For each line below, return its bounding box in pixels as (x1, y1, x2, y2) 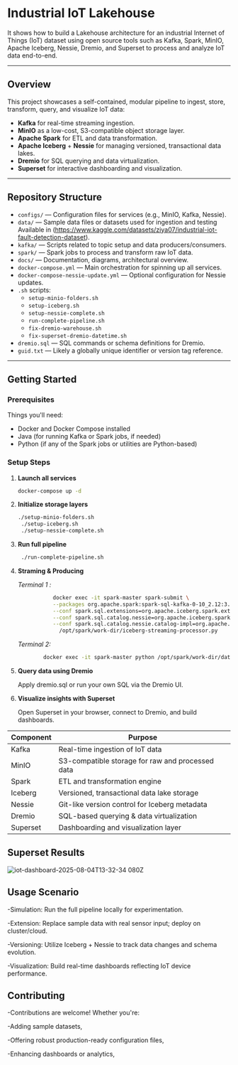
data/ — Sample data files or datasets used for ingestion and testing (17, 218, 217, 226)
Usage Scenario (7, 887, 79, 899)
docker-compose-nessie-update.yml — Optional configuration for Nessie (17, 270, 227, 279)
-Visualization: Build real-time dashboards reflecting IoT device (7, 961, 191, 970)
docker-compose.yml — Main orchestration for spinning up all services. (17, 263, 222, 272)
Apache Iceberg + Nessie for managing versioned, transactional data (17, 141, 222, 150)
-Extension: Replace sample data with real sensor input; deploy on (7, 919, 200, 927)
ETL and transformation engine (58, 776, 161, 786)
